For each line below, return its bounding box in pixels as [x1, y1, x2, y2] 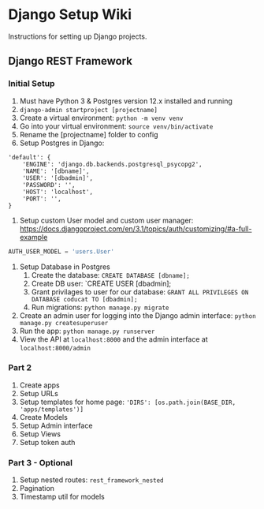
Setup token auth [19, 437, 76, 447]
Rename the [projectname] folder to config [19, 129, 159, 139]
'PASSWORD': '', [22, 181, 76, 189]
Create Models [19, 412, 69, 421]
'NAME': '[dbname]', [22, 167, 90, 175]
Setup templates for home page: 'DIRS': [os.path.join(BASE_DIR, [19, 397, 236, 406]
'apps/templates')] [19, 405, 84, 414]
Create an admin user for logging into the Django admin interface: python [19, 310, 256, 320]
